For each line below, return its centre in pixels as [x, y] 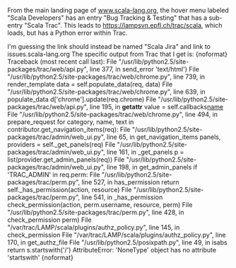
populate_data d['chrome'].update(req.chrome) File [82, 99]
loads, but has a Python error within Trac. [67, 33]
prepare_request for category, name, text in [71, 122]
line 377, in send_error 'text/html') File [144, 69]
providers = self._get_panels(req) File [61, 144]
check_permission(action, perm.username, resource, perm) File [100, 205]
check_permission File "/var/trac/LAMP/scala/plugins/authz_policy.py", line [117, 235]
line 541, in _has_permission [122, 197]
